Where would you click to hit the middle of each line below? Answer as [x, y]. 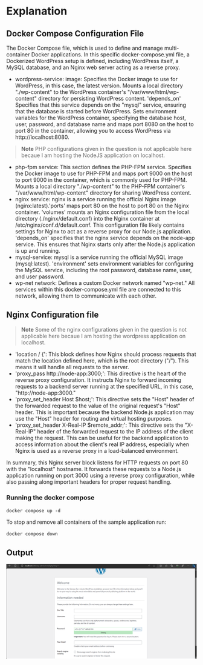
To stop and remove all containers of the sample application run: [86, 522]
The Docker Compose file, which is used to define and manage [85, 48]
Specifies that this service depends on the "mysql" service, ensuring [100, 105]
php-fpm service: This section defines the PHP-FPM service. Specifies [103, 167]
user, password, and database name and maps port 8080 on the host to [105, 124]
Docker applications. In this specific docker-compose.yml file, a [111, 55]
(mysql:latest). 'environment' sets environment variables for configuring [104, 264]
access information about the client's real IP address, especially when [102, 444]
